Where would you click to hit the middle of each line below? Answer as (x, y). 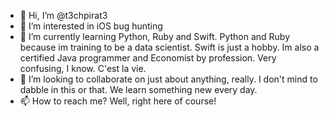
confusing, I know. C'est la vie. (83, 68)
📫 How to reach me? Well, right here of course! (118, 101)
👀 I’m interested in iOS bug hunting (91, 26)
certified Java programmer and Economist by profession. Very (148, 58)
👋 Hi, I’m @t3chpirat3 (63, 15)
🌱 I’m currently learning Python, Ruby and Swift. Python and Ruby (155, 36)
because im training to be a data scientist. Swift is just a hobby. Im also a (169, 47)
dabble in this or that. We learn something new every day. (138, 89)
